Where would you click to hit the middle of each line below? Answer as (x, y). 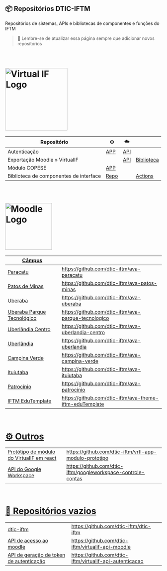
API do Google (24, 469)
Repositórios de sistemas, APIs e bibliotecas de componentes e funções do (83, 23)
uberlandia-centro (83, 332)
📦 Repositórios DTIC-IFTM (48, 9)
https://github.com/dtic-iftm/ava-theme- (110, 397)
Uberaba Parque (27, 312)
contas (74, 478)
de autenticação (27, 561)
